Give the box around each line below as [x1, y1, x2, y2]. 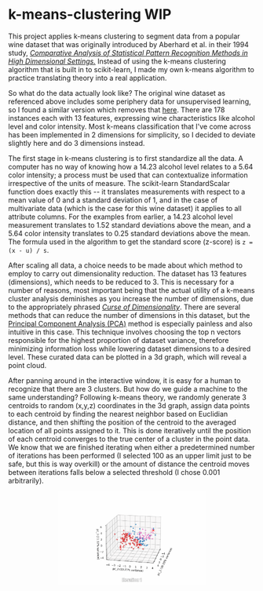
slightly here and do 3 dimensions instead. [8, 138, 145, 148]
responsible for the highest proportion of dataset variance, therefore [8, 335, 229, 345]
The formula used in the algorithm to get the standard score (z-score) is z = [8, 237, 254, 246]
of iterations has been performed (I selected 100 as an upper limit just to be [8, 451, 252, 460]
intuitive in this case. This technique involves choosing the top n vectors [8, 327, 242, 337]
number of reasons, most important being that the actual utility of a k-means [8, 285, 255, 295]
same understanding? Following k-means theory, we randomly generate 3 [8, 392, 247, 402]
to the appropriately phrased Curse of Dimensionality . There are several [8, 302, 241, 312]
